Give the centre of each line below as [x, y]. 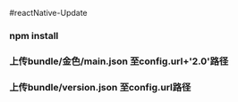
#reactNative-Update [48, 13]
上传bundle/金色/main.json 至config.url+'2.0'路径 [119, 61]
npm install [34, 35]
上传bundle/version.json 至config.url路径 [100, 87]
